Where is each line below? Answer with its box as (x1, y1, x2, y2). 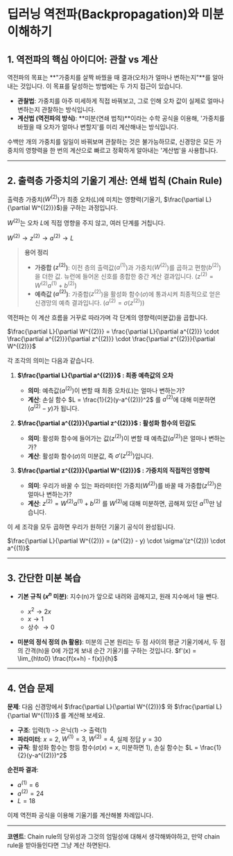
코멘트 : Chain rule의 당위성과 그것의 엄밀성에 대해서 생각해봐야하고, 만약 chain (7, 832, 221, 841)
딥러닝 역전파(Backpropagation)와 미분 (7, 6, 224, 22)
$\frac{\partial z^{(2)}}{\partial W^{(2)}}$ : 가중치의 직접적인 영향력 (17, 466, 210, 475)
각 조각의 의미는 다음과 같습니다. (7, 356, 95, 365)
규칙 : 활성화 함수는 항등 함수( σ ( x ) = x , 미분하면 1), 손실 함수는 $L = (17, 743, 199, 752)
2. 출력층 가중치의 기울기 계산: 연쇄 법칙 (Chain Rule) (7, 175, 223, 187)
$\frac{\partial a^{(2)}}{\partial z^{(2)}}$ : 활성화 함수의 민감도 (17, 419, 196, 427)
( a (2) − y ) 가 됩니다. (27, 403, 80, 413)
